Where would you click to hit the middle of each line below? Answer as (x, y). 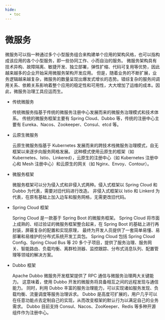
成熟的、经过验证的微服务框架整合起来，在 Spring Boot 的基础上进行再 (88, 224)
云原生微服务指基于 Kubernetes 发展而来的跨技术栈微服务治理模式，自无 (85, 145)
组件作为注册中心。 (32, 313)
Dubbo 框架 (24, 265)
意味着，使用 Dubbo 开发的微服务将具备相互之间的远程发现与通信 (92, 282)
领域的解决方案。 (38, 255)
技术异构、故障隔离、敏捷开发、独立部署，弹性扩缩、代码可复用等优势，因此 (82, 67)
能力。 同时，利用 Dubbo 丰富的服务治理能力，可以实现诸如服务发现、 (83, 288)
